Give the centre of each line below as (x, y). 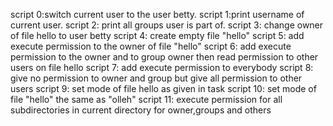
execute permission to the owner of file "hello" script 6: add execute (151, 46)
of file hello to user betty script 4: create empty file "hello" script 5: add (157, 35)
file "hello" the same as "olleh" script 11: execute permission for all (146, 99)
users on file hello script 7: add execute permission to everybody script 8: (162, 67)
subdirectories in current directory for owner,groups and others (141, 110)
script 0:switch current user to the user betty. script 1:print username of (157, 14)
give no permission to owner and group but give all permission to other (156, 78)
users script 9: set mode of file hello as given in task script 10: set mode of (163, 88)
